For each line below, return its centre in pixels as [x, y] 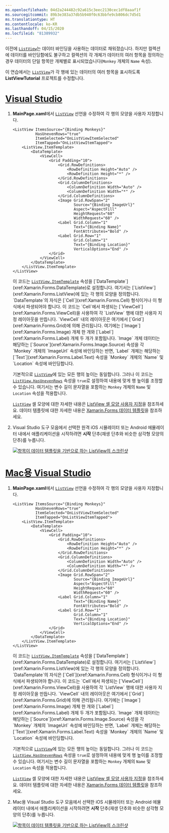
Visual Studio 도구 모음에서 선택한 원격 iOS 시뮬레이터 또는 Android [80, 427]
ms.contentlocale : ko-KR [31, 24]
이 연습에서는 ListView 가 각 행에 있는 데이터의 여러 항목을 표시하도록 [73, 72]
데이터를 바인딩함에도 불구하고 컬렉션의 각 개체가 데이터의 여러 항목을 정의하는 [87, 55]
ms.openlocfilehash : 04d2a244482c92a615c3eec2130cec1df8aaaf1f [73, 10]
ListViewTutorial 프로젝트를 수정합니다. [45, 78]
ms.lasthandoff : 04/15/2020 [35, 29]
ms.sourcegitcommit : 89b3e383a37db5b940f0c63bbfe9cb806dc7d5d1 [73, 15]
